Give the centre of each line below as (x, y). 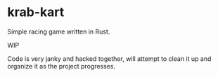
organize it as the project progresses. (62, 66)
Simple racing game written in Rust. (59, 31)
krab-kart (36, 12)
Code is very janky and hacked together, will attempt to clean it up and (109, 58)
